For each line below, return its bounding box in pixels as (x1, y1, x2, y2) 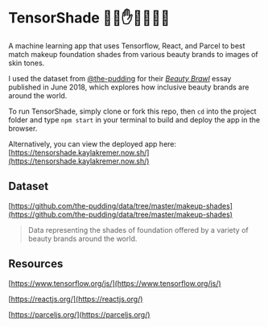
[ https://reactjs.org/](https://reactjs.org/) (8, 294, 143, 304)
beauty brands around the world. (27, 234, 138, 243)
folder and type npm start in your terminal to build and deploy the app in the (8, 114, 260, 124)
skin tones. (8, 58, 45, 68)
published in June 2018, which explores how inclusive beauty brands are (8, 82, 249, 92)
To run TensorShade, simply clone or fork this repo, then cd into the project (8, 106, 257, 116)
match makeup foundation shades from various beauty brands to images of (8, 49, 259, 59)
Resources (8, 257, 64, 271)
